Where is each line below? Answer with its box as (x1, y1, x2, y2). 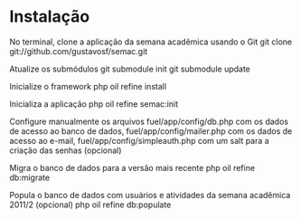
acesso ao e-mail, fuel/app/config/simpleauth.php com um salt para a (9, 135, 269, 146)
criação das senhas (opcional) (9, 145, 122, 156)
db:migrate (9, 172, 51, 183)
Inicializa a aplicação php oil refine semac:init (9, 98, 179, 109)
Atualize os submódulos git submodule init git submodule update (9, 63, 251, 74)
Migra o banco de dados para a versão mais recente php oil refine (9, 162, 256, 173)
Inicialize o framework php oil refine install (9, 81, 167, 91)
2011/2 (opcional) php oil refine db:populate (9, 199, 172, 210)
